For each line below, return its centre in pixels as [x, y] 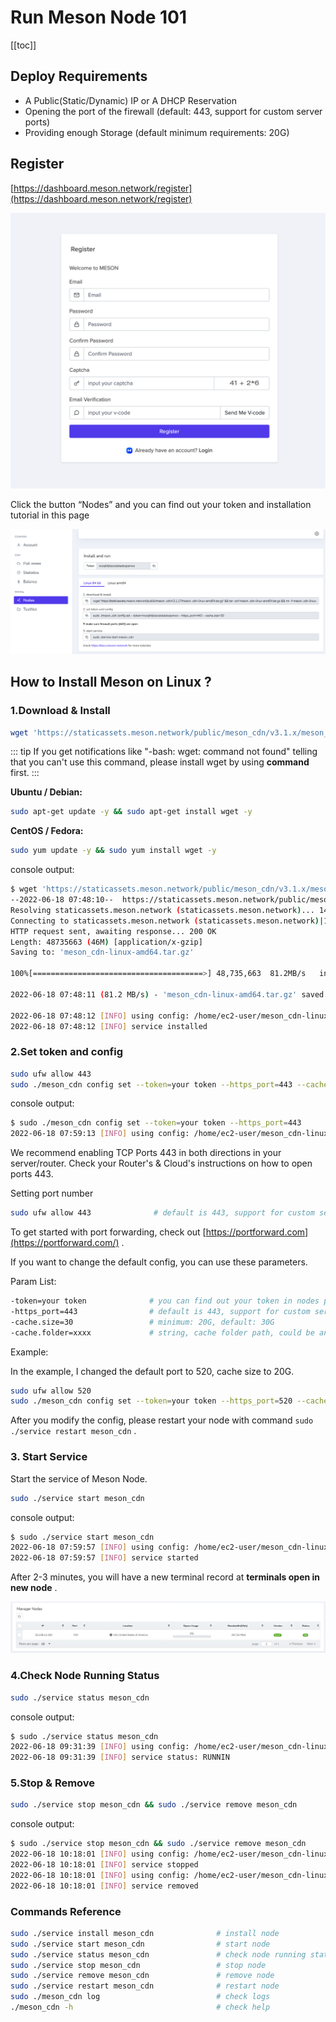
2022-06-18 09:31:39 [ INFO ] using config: [100, 1747]
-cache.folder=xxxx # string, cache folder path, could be [162, 1332]
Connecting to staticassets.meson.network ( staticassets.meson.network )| [167, 921]
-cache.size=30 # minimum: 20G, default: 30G [142, 1322]
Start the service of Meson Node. [79, 1478]
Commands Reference [66, 1911]
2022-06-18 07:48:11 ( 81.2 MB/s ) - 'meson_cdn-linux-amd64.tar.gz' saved [167, 994]
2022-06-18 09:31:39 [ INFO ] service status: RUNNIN [120, 1757]
